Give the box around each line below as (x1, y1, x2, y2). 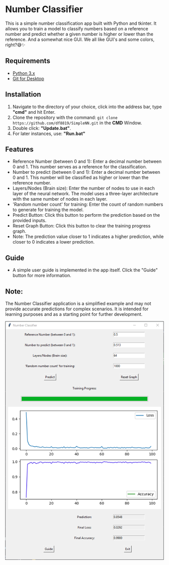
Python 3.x (12, 70, 35, 76)
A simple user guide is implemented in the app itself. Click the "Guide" (12, 267, 158, 273)
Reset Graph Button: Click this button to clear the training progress (12, 223, 151, 229)
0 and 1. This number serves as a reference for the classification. (12, 164, 147, 170)
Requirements (5, 57, 50, 65)
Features (5, 145, 34, 154)
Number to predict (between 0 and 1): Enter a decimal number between (12, 169, 160, 175)
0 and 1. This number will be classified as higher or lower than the (12, 174, 149, 180)
